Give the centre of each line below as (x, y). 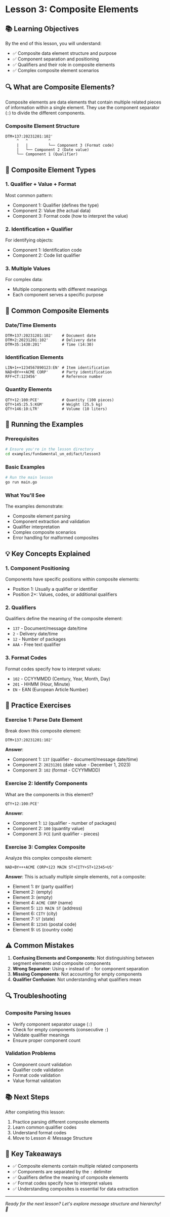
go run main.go (21, 482)
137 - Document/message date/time (50, 628)
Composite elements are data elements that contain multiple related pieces (83, 102)
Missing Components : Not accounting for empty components (77, 974)
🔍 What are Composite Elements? (60, 87)
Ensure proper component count (47, 1040)
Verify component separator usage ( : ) (52, 1024)
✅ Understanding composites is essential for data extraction (75, 1189)
